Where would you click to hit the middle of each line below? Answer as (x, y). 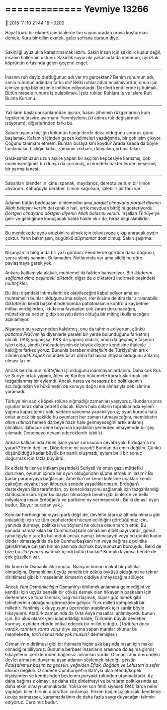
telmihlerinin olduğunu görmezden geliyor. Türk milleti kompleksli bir (75, 603)
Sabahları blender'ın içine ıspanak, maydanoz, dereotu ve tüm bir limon (78, 183)
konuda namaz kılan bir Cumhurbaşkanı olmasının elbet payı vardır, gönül (80, 530)
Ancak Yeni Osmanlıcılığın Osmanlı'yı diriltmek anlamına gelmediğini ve (78, 587)
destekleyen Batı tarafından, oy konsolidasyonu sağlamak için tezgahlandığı (83, 489)
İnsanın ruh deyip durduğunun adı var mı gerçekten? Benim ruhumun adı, (80, 77)
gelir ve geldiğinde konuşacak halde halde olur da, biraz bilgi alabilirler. (78, 218)
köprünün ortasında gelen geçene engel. (47, 63)
